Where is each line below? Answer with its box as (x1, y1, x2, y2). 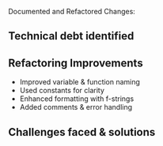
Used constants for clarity (19, 86, 105, 95)
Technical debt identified (8, 29, 135, 43)
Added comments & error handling (19, 103, 133, 112)
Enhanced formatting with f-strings (19, 94, 135, 103)
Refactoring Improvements (8, 56, 144, 69)
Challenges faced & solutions (8, 125, 156, 139)
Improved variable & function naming (19, 77, 141, 87)
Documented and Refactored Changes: (8, 7, 136, 16)
